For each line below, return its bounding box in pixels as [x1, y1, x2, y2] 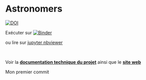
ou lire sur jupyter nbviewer [5, 39, 63, 46]
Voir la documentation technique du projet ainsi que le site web [5, 59, 141, 65]
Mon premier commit [5, 69, 50, 75]
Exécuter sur [5, 29, 32, 35]
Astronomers [5, 3, 63, 15]
